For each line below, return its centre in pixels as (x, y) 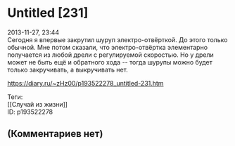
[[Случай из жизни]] (38, 104)
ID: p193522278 (30, 112)
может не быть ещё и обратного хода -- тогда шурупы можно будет (110, 62)
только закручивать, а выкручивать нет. (68, 69)
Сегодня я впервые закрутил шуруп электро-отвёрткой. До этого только (118, 39)
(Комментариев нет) (55, 134)
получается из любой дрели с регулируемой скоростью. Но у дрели (111, 55)
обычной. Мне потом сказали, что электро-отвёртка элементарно (108, 47)
